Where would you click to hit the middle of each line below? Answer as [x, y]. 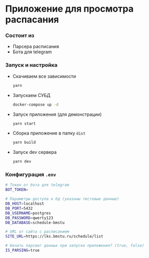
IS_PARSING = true [22, 250]
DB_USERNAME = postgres [28, 213]
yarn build [24, 143]
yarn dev [22, 162]
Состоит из [20, 36]
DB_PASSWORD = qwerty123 [29, 218]
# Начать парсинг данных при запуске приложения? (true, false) [75, 246]
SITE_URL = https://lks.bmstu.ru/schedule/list [54, 237]
